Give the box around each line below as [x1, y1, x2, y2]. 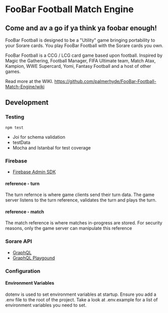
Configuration [5, 267, 40, 275]
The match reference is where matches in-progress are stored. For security [5, 220, 163, 226]
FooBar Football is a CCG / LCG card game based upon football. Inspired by [5, 52, 163, 58]
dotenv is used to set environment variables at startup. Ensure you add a [5, 291, 157, 297]
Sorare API [5, 238, 32, 245]
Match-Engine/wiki [5, 84, 45, 90]
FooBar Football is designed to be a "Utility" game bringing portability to [5, 37, 155, 43]
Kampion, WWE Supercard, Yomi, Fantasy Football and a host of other [5, 63, 151, 69]
